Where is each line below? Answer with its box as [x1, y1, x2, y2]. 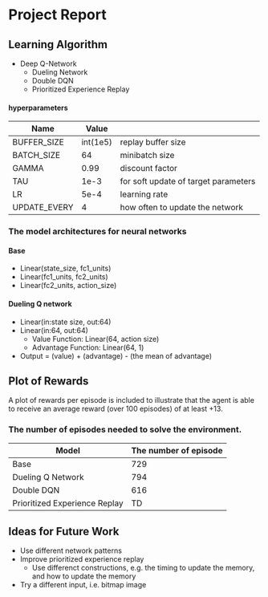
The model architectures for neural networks [8, 226, 187, 238]
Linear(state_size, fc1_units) [19, 263, 112, 274]
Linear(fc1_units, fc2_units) [19, 272, 108, 282]
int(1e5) [81, 136, 112, 148]
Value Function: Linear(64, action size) [31, 334, 160, 343]
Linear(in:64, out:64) [19, 325, 88, 335]
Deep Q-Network [19, 59, 78, 68]
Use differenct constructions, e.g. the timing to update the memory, [31, 563, 255, 573]
